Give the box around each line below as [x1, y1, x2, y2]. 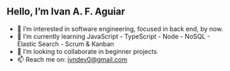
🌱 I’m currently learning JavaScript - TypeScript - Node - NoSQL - [16, 32, 211, 40]
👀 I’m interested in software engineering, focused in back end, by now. [16, 24, 224, 33]
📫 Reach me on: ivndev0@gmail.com [16, 55, 128, 63]
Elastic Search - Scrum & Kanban [16, 39, 114, 48]
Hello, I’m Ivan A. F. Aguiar [6, 6, 126, 18]
